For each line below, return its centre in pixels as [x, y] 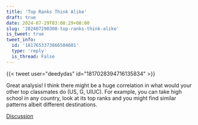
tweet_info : [21, 40]
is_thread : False [33, 56]
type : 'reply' [29, 51]
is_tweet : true [25, 34]
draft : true [21, 17]
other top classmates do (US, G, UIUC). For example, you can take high [94, 91]
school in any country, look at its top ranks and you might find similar [91, 98]
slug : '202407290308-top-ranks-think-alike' [63, 29]
